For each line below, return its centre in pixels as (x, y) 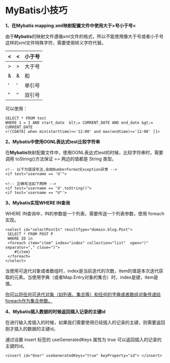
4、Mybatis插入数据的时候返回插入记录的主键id (55, 312)
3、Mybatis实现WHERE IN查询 (38, 203)
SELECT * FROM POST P (30, 234)
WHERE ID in (20, 238)
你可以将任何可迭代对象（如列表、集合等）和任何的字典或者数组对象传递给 (83, 294)
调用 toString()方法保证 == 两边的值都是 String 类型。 (61, 159)
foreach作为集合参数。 (29, 300)
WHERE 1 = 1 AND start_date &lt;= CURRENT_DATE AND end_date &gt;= (79, 123)
